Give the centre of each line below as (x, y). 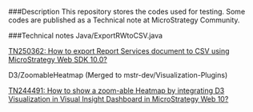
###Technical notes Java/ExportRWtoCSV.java (85, 36)
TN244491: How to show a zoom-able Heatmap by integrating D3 (116, 90)
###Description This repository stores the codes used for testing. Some (127, 12)
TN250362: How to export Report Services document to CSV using (119, 51)
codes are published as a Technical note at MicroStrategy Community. (124, 20)
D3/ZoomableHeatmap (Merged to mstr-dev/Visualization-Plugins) (118, 75)
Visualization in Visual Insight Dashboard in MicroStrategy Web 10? (118, 99)
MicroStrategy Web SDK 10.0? (58, 60)
